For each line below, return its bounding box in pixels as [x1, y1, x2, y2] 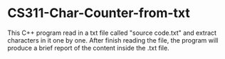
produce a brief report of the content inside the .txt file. [7, 43, 169, 52]
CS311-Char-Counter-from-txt [7, 5, 190, 21]
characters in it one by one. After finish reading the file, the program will [7, 36, 219, 44]
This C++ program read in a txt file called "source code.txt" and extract [7, 28, 217, 37]
